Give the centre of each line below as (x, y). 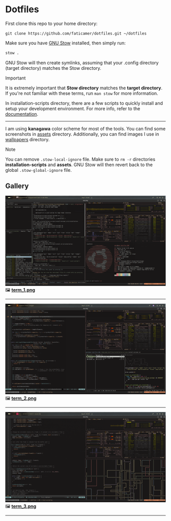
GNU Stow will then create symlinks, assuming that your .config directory (82, 63)
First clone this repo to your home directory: (51, 23)
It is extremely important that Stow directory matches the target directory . (84, 88)
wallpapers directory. (27, 139)
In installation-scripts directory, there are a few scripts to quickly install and (84, 103)
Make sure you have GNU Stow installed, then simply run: (65, 43)
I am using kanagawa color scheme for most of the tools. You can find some (85, 128)
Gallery (17, 186)
